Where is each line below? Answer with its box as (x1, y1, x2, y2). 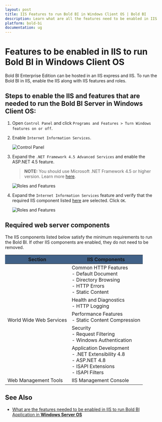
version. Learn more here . (24, 173, 76, 179)
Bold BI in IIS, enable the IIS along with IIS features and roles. (5, 78, 127, 84)
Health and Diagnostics (71, 296, 125, 303)
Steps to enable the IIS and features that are (5, 92, 140, 100)
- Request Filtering (71, 330, 115, 337)
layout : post (5, 7, 32, 12)
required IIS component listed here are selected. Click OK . (12, 197, 127, 203)
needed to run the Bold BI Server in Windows (5, 99, 143, 108)
